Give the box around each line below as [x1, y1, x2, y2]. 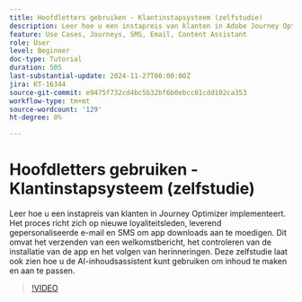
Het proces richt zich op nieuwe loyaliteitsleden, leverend [9, 218, 222, 229]
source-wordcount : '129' [9, 105, 102, 114]
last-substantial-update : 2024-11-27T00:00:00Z [9, 72, 191, 81]
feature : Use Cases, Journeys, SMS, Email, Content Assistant [9, 30, 247, 39]
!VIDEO [31, 283, 58, 294]
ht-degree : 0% [9, 113, 63, 122]
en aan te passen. [9, 265, 75, 276]
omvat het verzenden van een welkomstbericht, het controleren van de [9, 237, 272, 247]
